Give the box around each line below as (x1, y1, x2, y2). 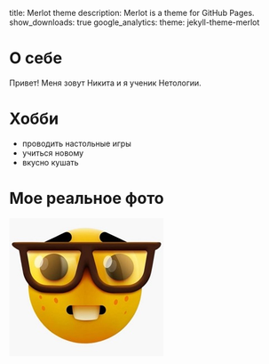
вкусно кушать (21, 157, 79, 167)
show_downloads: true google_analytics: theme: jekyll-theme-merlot (9, 17, 260, 28)
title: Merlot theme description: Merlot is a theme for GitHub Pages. (9, 8, 255, 18)
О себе (9, 48, 63, 69)
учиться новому (21, 147, 84, 158)
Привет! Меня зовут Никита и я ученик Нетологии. (9, 77, 202, 88)
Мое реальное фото (9, 189, 164, 208)
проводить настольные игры (21, 138, 131, 149)
